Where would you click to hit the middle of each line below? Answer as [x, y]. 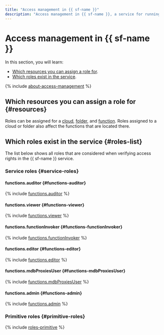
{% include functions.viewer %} [37, 216]
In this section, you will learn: [34, 62]
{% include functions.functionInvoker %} [46, 238]
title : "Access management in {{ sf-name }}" [52, 10]
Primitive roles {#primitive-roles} [45, 316]
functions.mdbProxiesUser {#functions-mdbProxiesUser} [65, 271]
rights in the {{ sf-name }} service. [40, 159]
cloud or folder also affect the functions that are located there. [68, 126]
